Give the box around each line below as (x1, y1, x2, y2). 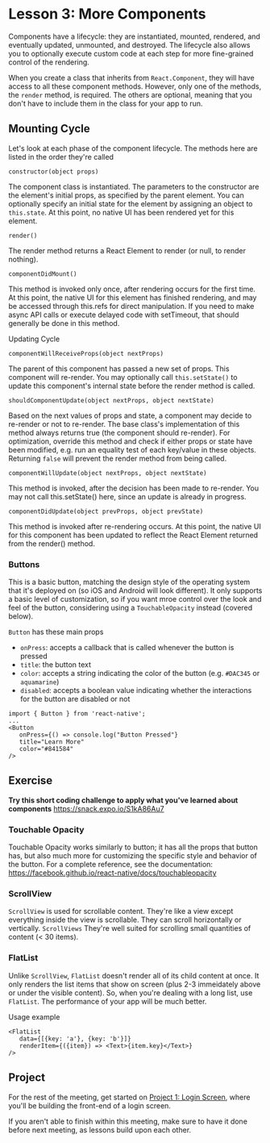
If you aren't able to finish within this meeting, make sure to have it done (8, 1116, 248, 1126)
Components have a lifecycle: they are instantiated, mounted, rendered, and (8, 31, 260, 41)
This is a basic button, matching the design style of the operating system (8, 578, 251, 587)
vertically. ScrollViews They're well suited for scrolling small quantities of (8, 924, 251, 933)
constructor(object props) (8, 167, 99, 176)
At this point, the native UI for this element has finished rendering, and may (8, 292, 257, 302)
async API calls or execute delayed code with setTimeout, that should (8, 310, 239, 319)
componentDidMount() (8, 269, 78, 278)
